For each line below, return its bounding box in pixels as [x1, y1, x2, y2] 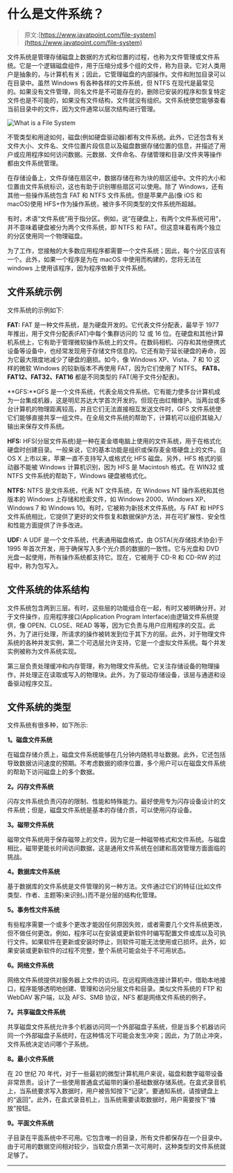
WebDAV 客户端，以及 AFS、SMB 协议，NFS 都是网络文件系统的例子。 [7, 993, 210, 1002]
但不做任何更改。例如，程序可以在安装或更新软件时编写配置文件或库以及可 [7, 929, 220, 937]
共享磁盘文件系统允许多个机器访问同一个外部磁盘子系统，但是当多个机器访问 [7, 1022, 226, 1031]
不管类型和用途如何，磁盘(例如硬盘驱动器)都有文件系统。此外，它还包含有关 [7, 132, 225, 141]
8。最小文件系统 [7, 1055, 54, 1063]
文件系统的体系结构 [7, 584, 89, 596]
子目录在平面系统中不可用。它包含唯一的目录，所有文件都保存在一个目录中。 [7, 1133, 226, 1142]
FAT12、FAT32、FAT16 [7, 373, 74, 381]
